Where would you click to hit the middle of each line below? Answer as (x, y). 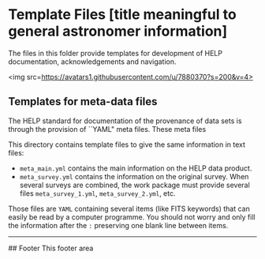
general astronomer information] (118, 31)
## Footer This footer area (51, 248)
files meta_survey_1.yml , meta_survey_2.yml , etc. (97, 193)
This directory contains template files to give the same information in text (127, 145)
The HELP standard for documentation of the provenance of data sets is (125, 121)
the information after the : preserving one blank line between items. (118, 225)
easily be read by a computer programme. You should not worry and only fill (132, 217)
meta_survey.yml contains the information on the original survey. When (134, 176)
